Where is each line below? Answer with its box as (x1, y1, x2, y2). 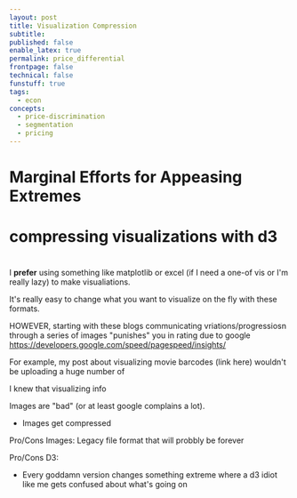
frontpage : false (9, 63, 74, 72)
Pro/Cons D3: (9, 453, 60, 463)
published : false (9, 37, 74, 47)
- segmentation (17, 121, 74, 130)
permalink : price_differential (9, 54, 125, 63)
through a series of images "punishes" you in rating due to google (9, 330, 251, 341)
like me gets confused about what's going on (21, 479, 189, 490)
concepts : (9, 104, 46, 113)
